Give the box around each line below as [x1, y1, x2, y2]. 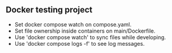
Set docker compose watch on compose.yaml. [14, 20, 132, 28]
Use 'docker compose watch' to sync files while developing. [14, 33, 166, 41]
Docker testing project [5, 5, 93, 15]
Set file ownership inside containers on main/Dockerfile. [14, 27, 156, 34]
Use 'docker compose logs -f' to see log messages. [14, 40, 145, 47]
